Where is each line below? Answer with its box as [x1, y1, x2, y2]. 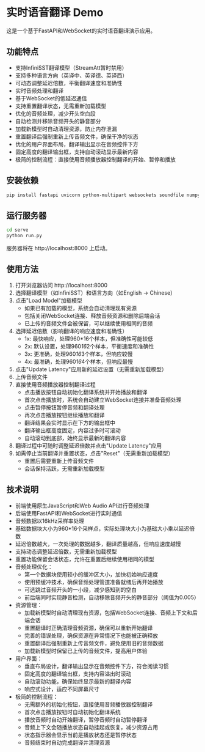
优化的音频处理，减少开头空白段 [15, 109, 96, 117]
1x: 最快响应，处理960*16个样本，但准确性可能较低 [24, 334, 154, 342]
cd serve [6, 227, 29, 233]
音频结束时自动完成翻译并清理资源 [24, 739, 110, 746]
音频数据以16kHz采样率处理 [15, 517, 84, 525]
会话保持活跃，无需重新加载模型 [24, 465, 105, 472]
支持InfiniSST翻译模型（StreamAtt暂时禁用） [15, 64, 128, 71]
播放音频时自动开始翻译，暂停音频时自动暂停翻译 [24, 716, 148, 723]
